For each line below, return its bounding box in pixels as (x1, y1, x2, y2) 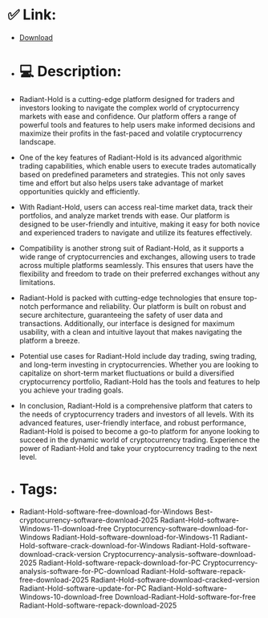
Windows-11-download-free (18, 523, 112, 533)
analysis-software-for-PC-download (18, 566, 140, 575)
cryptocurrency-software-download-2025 (18, 515, 159, 525)
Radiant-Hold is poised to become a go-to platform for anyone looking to (18, 426, 260, 436)
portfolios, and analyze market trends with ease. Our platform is (18, 210, 230, 220)
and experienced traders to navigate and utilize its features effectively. (18, 227, 253, 238)
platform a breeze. (18, 335, 80, 345)
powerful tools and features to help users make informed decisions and (18, 120, 256, 129)
